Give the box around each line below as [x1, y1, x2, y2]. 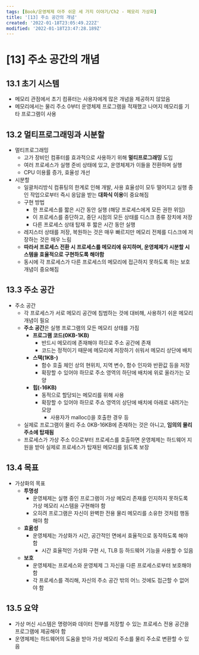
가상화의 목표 [14, 480, 46, 487]
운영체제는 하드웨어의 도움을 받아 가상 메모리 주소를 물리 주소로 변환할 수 [14, 635, 183, 642]
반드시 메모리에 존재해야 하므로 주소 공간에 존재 [41, 339, 151, 346]
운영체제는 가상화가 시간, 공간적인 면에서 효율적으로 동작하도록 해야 [32, 532, 188, 539]
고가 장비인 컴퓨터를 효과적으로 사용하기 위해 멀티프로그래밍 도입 [23, 154, 173, 161]
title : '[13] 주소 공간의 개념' [6, 14, 78, 20]
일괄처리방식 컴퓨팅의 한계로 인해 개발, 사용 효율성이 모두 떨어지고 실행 [23, 184, 187, 191]
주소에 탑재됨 [23, 428, 55, 435]
